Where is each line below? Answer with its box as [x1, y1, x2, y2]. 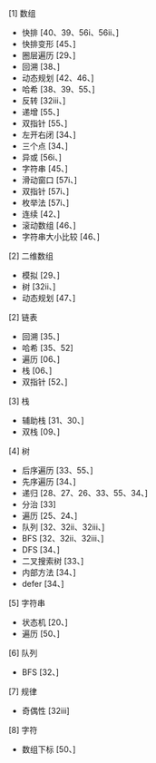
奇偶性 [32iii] [21, 706, 70, 716]
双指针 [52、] [21, 377, 68, 387]
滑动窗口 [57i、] [21, 175, 78, 185]
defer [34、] [21, 579, 64, 589]
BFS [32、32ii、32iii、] [21, 533, 104, 543]
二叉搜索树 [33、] [21, 556, 84, 566]
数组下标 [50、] [21, 744, 76, 755]
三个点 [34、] [21, 141, 69, 152]
